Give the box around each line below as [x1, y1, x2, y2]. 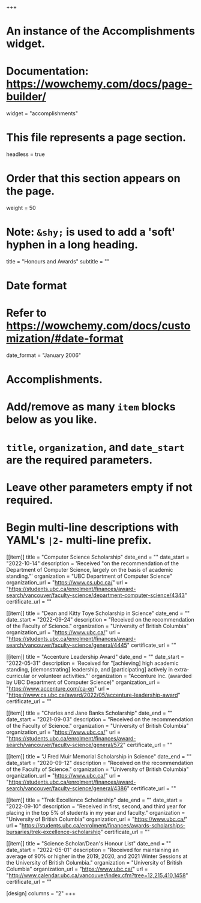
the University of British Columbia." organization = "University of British [6, 859, 183, 866]
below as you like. [6, 413, 98, 427]
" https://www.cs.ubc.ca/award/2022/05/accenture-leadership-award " [6, 691, 181, 698]
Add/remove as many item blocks [6, 400, 176, 414]
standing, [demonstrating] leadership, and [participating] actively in [6, 665, 173, 673]
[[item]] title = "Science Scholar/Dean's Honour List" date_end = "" [6, 839, 172, 847]
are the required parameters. [6, 453, 153, 467]
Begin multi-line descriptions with [6, 521, 179, 534]
